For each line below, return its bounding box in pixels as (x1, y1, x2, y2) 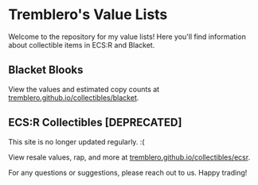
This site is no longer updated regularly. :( (8, 137, 145, 146)
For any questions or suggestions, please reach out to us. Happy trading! (8, 168, 248, 177)
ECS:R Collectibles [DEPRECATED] (8, 116, 182, 129)
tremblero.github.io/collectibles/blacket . (8, 93, 139, 102)
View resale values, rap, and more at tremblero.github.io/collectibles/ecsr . (8, 152, 251, 162)
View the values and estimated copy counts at (8, 84, 160, 94)
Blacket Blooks (8, 64, 84, 77)
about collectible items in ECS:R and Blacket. (8, 40, 155, 49)
